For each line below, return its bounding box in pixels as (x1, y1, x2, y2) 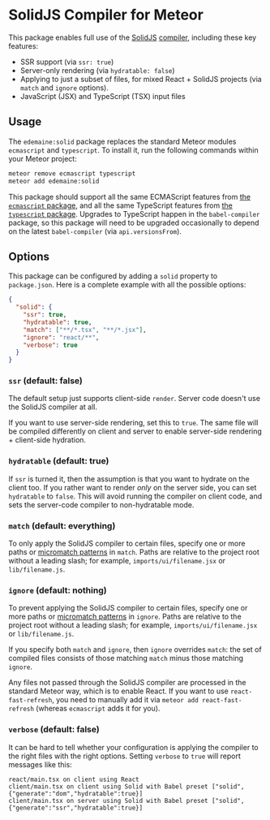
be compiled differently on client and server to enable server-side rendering (8, 426, 262, 436)
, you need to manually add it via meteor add (51, 695, 199, 705)
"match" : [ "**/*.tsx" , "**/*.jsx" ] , (23, 326, 148, 334)
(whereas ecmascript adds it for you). (36, 704, 161, 714)
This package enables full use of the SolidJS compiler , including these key (8, 32, 257, 42)
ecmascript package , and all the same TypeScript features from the (8, 201, 233, 210)
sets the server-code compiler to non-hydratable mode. (8, 499, 195, 509)
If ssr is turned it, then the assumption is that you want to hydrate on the (8, 473, 250, 484)
